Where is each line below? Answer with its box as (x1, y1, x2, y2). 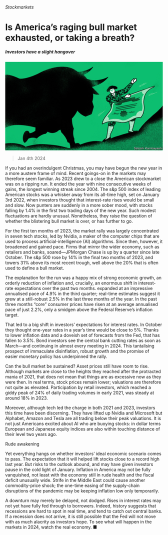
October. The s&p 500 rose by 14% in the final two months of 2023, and (5, 254, 153, 260)
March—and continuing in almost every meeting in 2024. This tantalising (5, 343, 155, 349)
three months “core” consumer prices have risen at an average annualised (5, 301, 158, 307)
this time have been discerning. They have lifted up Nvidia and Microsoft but (5, 410, 162, 416)
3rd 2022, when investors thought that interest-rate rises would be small (5, 197, 154, 203)
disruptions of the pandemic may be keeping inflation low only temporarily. (5, 488, 159, 494)
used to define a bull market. (5, 265, 64, 271)
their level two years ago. (5, 431, 57, 437)
